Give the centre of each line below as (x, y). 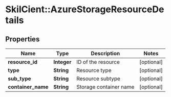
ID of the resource (98, 62)
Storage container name (105, 87)
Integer (62, 62)
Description (105, 53)
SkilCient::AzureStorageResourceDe (85, 9)
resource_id (23, 62)
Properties (23, 39)
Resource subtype (98, 79)
